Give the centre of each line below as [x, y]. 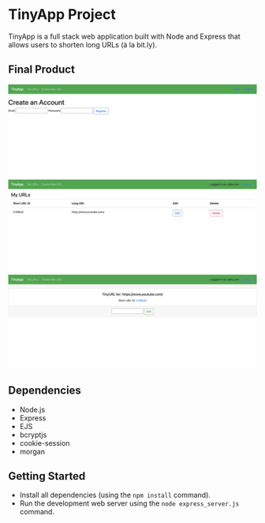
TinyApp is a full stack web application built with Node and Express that [124, 36]
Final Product [41, 70]
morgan [32, 451]
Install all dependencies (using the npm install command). [115, 495]
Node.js [32, 409]
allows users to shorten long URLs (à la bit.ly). [83, 44]
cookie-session [45, 443]
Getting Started [47, 476]
